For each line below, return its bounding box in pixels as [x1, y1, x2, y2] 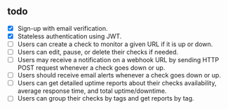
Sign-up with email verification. [17, 24, 108, 32]
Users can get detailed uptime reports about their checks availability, [17, 79, 217, 87]
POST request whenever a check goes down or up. [17, 64, 166, 72]
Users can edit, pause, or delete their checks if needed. [17, 48, 179, 56]
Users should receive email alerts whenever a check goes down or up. [17, 71, 221, 80]
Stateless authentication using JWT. [17, 31, 122, 41]
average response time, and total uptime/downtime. [17, 87, 167, 95]
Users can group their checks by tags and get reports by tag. [17, 94, 194, 103]
